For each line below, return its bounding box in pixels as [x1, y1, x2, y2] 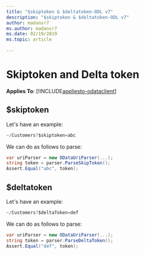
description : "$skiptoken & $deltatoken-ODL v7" [6, 14, 129, 20]
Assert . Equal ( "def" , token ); [6, 243, 79, 249]
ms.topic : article [6, 36, 52, 42]
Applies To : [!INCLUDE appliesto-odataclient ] [6, 87, 117, 94]
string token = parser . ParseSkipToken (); [6, 160, 111, 166]
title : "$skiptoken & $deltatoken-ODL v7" [6, 8, 113, 15]
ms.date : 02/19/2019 [6, 31, 58, 37]
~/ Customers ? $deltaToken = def [6, 210, 79, 216]
